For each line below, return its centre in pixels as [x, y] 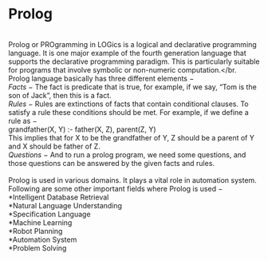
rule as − [23, 121]
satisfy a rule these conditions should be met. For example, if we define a [128, 112]
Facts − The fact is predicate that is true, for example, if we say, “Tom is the [132, 87]
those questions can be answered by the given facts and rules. [112, 163]
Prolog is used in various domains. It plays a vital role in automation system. [132, 180]
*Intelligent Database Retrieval [59, 197]
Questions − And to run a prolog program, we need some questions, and [127, 154]
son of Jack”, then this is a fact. [60, 95]
